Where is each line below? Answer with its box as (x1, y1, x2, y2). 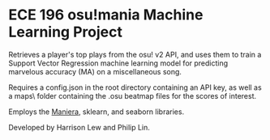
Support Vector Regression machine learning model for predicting (8, 58, 229, 68)
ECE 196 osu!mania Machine (8, 6, 204, 24)
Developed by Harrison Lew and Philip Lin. (8, 122, 150, 132)
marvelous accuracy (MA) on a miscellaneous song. (8, 66, 182, 76)
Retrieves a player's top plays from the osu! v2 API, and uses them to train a (8, 49, 262, 59)
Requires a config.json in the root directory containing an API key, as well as (8, 83, 262, 92)
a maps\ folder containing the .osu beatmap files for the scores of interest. (8, 91, 257, 100)
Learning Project (8, 23, 123, 41)
